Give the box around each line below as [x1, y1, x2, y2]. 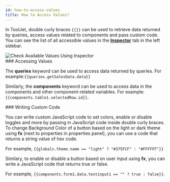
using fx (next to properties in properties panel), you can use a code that [5, 130, 158, 136]
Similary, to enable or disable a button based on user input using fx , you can [5, 155, 165, 162]
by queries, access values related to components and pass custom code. [5, 32, 159, 38]
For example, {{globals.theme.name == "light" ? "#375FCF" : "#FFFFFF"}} [5, 145, 164, 151]
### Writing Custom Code [5, 104, 60, 110]
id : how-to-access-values [5, 7, 60, 13]
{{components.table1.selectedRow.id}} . [5, 94, 89, 100]
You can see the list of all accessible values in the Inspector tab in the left [5, 37, 160, 43]
